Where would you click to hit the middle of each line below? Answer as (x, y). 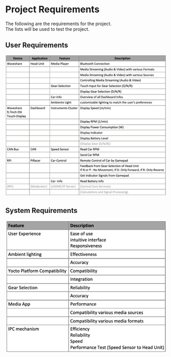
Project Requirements (52, 9)
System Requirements (41, 211)
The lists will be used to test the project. (47, 29)
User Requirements (37, 45)
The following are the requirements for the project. (58, 24)
